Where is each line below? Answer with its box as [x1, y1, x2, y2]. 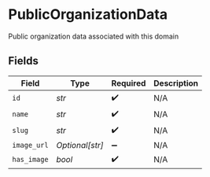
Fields [8, 54, 39, 68]
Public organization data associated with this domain [8, 31, 179, 41]
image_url [12, 140, 49, 149]
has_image [12, 155, 49, 164]
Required [111, 77, 146, 88]
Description [153, 77, 199, 88]
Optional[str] [56, 139, 104, 150]
